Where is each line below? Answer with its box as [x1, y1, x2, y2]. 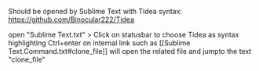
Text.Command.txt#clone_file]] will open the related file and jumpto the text [8, 47, 252, 55]
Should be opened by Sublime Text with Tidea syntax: [8, 7, 183, 16]
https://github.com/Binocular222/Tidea [8, 15, 135, 24]
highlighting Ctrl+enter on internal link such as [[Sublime [8, 38, 191, 48]
